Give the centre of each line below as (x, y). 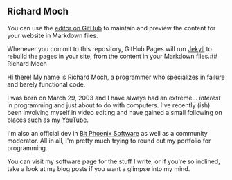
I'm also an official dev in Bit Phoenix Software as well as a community (107, 133)
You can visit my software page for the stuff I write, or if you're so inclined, (114, 161)
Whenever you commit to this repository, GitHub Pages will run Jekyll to (110, 48)
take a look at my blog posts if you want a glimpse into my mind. (99, 168)
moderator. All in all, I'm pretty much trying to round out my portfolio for (109, 141)
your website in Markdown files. (53, 35)
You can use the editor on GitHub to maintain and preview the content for (111, 28)
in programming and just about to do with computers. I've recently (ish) (109, 105)
